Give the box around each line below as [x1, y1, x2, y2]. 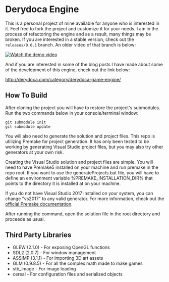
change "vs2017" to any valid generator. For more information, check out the [5, 196, 164, 202]
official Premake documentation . [5, 201, 73, 207]
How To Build [5, 91, 47, 100]
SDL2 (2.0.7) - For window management [12, 249, 96, 256]
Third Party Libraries [5, 231, 72, 240]
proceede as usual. [5, 216, 45, 222]
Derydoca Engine [5, 4, 79, 15]
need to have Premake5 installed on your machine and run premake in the [5, 164, 159, 170]
